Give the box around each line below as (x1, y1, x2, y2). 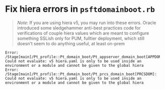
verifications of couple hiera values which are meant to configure (17, 30, 149, 36)
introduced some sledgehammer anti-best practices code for (17, 25, 141, 30)
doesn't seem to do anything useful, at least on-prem (17, 40, 125, 46)
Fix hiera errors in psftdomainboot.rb (5, 3, 155, 15)
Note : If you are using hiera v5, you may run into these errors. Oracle (17, 20, 156, 26)
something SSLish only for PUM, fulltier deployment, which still (17, 35, 145, 41)
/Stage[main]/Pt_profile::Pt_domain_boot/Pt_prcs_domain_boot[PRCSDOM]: (5, 71, 157, 77)
